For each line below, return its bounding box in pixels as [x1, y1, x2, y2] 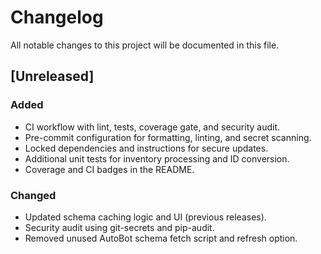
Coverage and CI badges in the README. [24, 163, 195, 175]
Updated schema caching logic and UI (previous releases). [24, 211, 267, 223]
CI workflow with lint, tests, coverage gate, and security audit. [24, 121, 281, 133]
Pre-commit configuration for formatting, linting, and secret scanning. [24, 131, 312, 143]
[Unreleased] [10, 68, 95, 85]
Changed [10, 188, 57, 202]
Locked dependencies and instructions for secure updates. [24, 142, 269, 154]
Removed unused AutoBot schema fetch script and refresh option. [24, 232, 298, 244]
